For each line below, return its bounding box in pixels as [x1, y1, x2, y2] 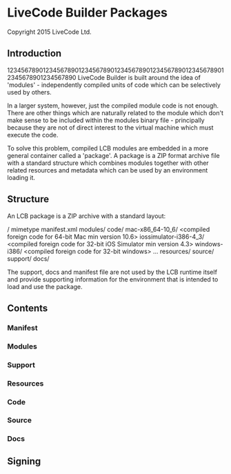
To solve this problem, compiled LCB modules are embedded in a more [7, 144, 209, 152]
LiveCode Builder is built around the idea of [77, 73, 201, 81]
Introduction [7, 48, 62, 59]
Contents [7, 302, 48, 314]
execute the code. [7, 130, 59, 139]
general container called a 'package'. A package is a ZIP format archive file [7, 151, 221, 159]
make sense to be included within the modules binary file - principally [7, 116, 205, 124]
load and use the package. [7, 282, 83, 290]
